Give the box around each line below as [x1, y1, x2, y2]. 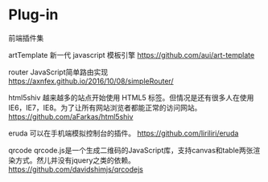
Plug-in [8, 6, 59, 24]
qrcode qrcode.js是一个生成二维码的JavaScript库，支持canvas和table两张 [8, 145, 254, 155]
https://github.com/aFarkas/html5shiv [8, 111, 134, 121]
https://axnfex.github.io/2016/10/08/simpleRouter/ [8, 76, 175, 86]
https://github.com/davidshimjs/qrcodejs [8, 164, 143, 174]
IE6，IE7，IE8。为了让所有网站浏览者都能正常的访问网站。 [8, 103, 202, 112]
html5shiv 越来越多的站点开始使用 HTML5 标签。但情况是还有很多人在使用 [8, 92, 254, 102]
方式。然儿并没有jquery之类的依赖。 [14, 155, 135, 165]
